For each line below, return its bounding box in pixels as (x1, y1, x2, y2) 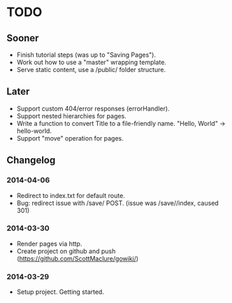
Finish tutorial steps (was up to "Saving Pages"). (16, 50, 157, 59)
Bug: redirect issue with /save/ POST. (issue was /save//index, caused (16, 199, 219, 207)
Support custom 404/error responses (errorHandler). (16, 104, 170, 113)
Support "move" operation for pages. (16, 134, 124, 142)
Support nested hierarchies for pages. (16, 111, 126, 120)
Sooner (6, 32, 39, 44)
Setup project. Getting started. (16, 288, 104, 296)
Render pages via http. (16, 239, 82, 248)
